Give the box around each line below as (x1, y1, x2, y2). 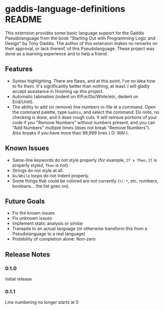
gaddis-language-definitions (5, 3, 126, 15)
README (5, 14, 42, 25)
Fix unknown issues (12, 215, 52, 221)
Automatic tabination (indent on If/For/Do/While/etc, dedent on (12, 93, 139, 99)
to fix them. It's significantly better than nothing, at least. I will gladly (12, 83, 150, 89)
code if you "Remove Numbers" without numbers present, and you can (12, 119, 156, 125)
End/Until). (12, 99, 34, 105)
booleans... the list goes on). (12, 183, 70, 189)
